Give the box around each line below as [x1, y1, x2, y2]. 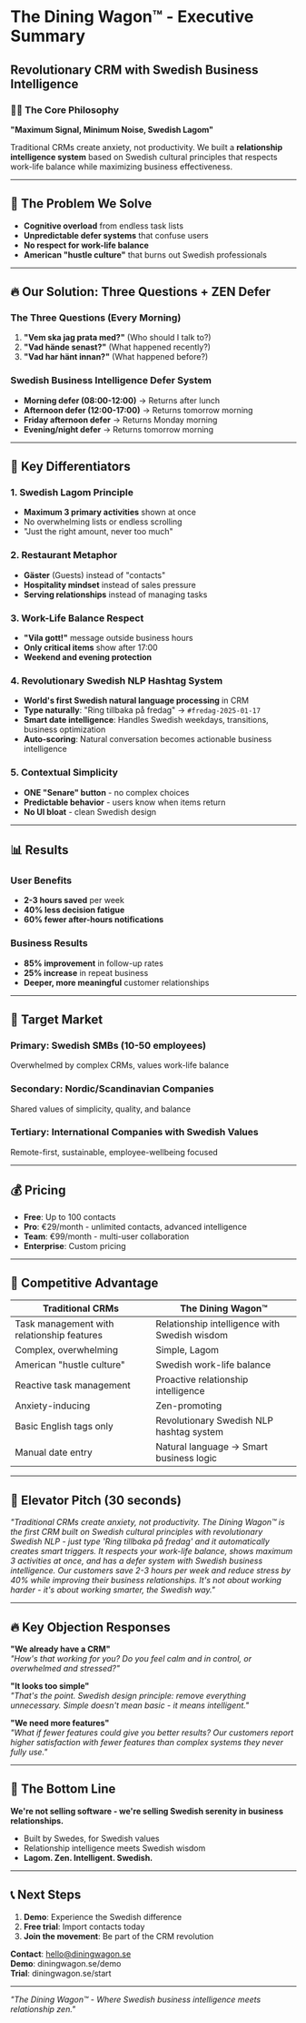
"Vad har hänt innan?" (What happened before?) [23, 351, 209, 362]
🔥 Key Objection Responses [10, 1619, 171, 1635]
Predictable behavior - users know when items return [23, 797, 226, 808]
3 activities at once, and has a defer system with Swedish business [10, 1555, 263, 1567]
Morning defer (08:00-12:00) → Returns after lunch [23, 394, 221, 406]
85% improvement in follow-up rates [23, 958, 164, 969]
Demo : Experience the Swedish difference [23, 1911, 183, 1922]
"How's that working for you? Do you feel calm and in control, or [10, 1653, 252, 1664]
